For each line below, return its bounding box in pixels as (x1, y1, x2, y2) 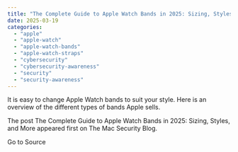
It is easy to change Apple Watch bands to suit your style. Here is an (7, 95, 207, 104)
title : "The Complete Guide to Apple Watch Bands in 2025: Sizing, (7, 10, 211, 18)
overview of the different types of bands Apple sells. (7, 103, 161, 112)
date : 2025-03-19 (7, 17, 59, 24)
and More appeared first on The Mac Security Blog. (7, 124, 158, 133)
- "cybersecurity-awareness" (13, 63, 100, 70)
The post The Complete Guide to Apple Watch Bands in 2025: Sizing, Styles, (7, 117, 230, 125)
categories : (7, 23, 42, 30)
